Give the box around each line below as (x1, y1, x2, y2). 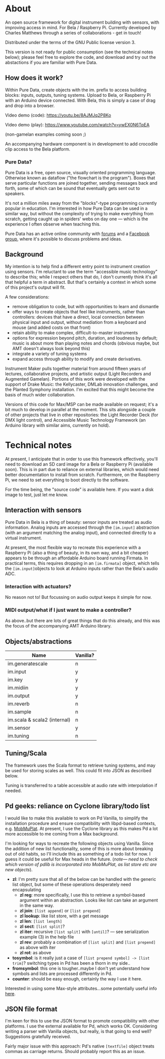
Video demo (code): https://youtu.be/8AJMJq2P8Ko (5, 112, 111, 118)
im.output (7, 692, 30, 699)
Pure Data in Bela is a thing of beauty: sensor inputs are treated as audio (5, 519, 152, 525)
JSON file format (5, 1005, 58, 1014)
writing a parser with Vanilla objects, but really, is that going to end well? (5, 1028, 152, 1034)
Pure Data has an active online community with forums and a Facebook (5, 231, 150, 237)
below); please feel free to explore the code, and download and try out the (5, 54, 156, 60)
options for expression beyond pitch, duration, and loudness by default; (12, 335, 158, 341)
